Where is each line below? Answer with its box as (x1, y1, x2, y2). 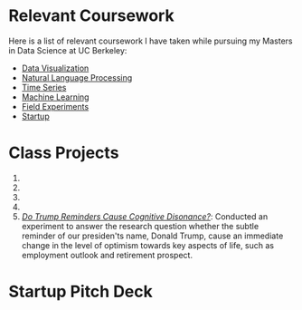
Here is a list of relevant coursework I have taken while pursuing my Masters (8, 35, 293, 46)
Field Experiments (21, 101, 90, 111)
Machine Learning (21, 92, 90, 102)
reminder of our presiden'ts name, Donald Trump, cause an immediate (21, 230, 284, 241)
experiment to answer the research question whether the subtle (21, 220, 260, 231)
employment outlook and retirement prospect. (21, 249, 193, 260)
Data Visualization (21, 63, 90, 73)
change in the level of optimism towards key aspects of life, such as (21, 239, 275, 250)
